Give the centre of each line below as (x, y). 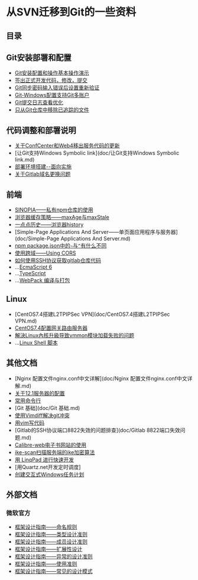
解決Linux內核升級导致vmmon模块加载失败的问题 (74, 335)
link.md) (25, 159)
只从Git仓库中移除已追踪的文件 (52, 110)
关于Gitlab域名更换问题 (43, 174)
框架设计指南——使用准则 (46, 564)
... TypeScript (30, 273)
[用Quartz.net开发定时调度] (48, 467)
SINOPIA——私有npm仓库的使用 (54, 210)
